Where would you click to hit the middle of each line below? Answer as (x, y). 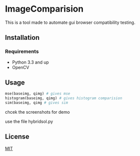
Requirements (22, 52)
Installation (22, 38)
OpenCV (21, 67)
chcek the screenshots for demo (38, 112)
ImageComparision (44, 9)
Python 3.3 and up (31, 62)
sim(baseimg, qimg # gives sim (37, 103)
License (17, 137)
